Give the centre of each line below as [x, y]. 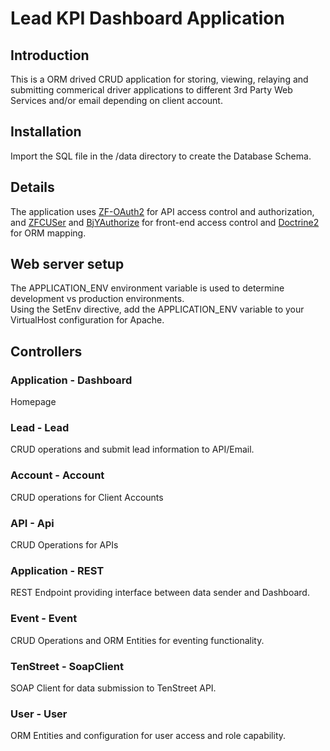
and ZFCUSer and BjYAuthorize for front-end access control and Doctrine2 [165, 222]
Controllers [46, 351]
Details [32, 187]
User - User [39, 714]
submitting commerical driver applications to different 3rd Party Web [151, 90]
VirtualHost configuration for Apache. [87, 320]
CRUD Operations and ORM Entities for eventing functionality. [137, 640]
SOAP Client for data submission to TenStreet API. [113, 688]
